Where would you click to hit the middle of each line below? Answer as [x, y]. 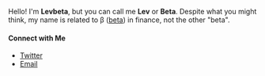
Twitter [31, 55]
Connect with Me [37, 38]
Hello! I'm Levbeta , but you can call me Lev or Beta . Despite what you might [132, 11]
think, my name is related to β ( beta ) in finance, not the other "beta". [119, 20]
